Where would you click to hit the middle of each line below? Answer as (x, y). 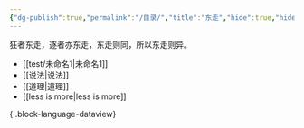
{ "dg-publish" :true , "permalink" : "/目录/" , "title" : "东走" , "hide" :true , (142, 18)
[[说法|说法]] (46, 75)
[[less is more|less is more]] (74, 96)
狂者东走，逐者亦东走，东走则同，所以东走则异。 (100, 44)
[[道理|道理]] (46, 86)
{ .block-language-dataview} (63, 114)
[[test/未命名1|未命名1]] (65, 63)
